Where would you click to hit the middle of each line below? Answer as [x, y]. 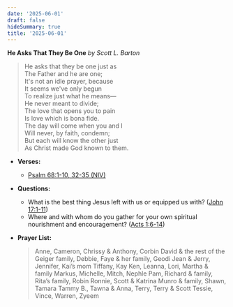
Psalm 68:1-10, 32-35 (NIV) [67, 175]
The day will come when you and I [74, 126]
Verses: [29, 162]
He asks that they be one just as [70, 66]
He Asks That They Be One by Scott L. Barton [74, 53]
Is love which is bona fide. [62, 119]
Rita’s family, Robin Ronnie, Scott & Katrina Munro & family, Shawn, [130, 281]
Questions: [34, 188]
